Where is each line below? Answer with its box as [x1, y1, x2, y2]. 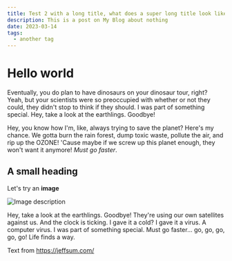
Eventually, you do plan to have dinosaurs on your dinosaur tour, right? [7, 88, 208, 97]
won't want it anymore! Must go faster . [7, 146, 117, 154]
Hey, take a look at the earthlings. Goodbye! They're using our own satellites [7, 211, 224, 219]
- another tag [13, 36, 54, 43]
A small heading [7, 166, 78, 177]
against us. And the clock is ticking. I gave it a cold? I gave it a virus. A [7, 218, 206, 226]
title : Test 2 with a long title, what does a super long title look [7, 10, 212, 17]
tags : [7, 29, 23, 37]
